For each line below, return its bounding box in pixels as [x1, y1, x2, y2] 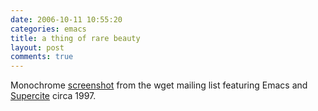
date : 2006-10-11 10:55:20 [10, 14, 123, 25]
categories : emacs [10, 24, 87, 34]
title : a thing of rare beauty [10, 33, 141, 43]
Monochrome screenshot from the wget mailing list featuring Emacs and [10, 79, 308, 91]
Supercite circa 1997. [10, 90, 97, 102]
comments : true [10, 52, 74, 62]
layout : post [10, 42, 65, 53]
